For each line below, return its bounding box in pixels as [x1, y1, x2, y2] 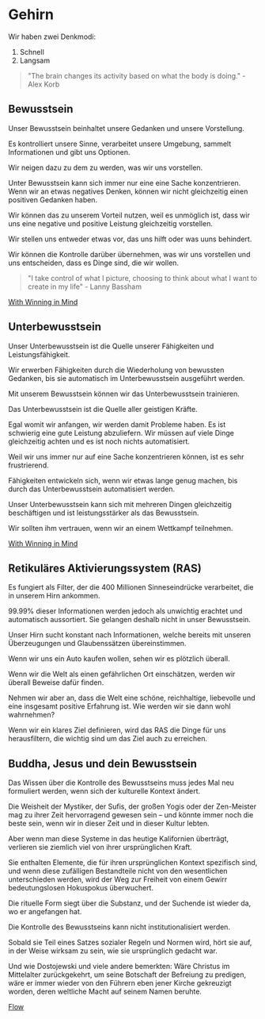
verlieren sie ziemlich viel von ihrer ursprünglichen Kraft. [8, 843, 192, 852]
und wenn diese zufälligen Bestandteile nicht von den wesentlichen [8, 867, 228, 876]
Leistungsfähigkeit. [8, 349, 70, 359]
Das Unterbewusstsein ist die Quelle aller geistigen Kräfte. [8, 404, 198, 413]
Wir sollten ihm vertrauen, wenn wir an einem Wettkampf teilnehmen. [8, 523, 233, 533]
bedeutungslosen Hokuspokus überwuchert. [8, 883, 154, 893]
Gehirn [8, 6, 54, 24]
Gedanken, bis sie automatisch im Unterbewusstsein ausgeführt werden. [8, 373, 245, 383]
